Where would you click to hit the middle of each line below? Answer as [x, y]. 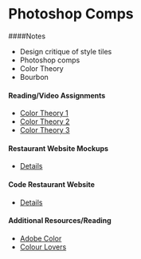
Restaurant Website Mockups [59, 148]
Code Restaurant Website [52, 184]
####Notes [27, 36]
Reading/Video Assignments [57, 95]
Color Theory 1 [44, 114]
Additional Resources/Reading [60, 221]
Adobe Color [41, 238]
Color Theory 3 [45, 130]
